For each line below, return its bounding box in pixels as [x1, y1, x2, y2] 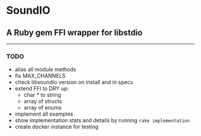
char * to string [23, 91, 62, 99]
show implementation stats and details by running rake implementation [14, 117, 190, 124]
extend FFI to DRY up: [14, 85, 69, 92]
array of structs [23, 98, 62, 105]
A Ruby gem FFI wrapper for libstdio [6, 28, 143, 38]
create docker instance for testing [14, 123, 99, 131]
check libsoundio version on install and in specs [14, 78, 133, 86]
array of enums [23, 104, 62, 111]
